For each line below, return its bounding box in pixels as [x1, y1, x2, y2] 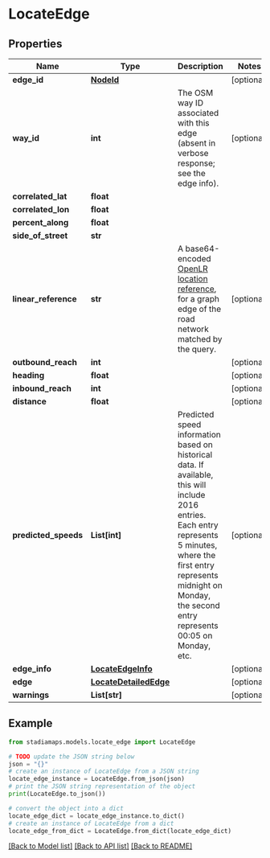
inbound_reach [12, 383, 72, 394]
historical [177, 450, 213, 460]
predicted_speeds [12, 530, 83, 540]
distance [12, 396, 47, 407]
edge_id [12, 74, 44, 85]
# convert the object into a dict [8, 804, 125, 812]
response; [177, 158, 215, 169]
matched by [177, 334, 223, 344]
